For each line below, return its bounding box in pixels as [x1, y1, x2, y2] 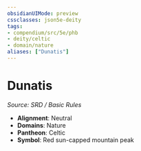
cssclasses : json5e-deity [7, 16, 81, 23]
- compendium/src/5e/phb [7, 29, 78, 36]
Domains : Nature [17, 121, 67, 129]
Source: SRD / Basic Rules [7, 100, 82, 108]
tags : [7, 23, 23, 30]
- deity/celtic [7, 36, 51, 43]
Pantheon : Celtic [17, 128, 65, 137]
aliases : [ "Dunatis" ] [7, 49, 69, 56]
